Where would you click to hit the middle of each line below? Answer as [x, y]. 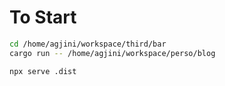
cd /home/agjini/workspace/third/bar [88, 44]
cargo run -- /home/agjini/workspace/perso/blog [112, 53]
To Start [43, 17]
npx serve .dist [43, 71]
